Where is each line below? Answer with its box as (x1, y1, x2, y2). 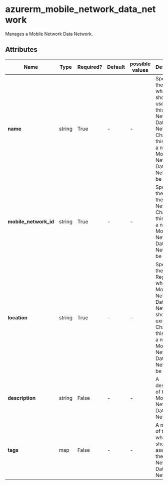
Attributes (5, 45, 37, 54)
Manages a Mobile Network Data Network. (5, 31, 93, 37)
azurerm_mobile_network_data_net (5, 4, 156, 15)
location (7, 314, 27, 321)
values (132, 66, 148, 73)
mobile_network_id (7, 218, 54, 225)
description (7, 394, 36, 401)
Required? (77, 63, 102, 70)
